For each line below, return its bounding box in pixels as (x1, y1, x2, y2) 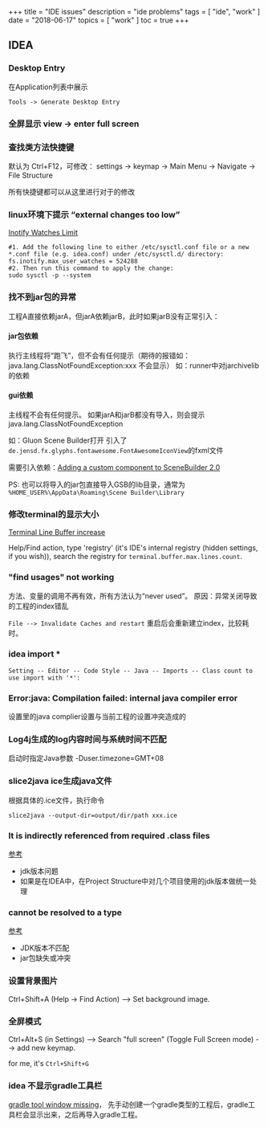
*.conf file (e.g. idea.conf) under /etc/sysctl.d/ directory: (8, 251, 225, 259)
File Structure (8, 170, 54, 180)
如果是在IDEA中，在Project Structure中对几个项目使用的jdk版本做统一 (19, 876, 250, 886)
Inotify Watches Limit (8, 228, 79, 238)
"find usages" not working (8, 572, 115, 583)
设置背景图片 (8, 975, 59, 986)
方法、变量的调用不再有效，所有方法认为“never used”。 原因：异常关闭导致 (8, 590, 258, 601)
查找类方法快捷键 (8, 141, 75, 153)
